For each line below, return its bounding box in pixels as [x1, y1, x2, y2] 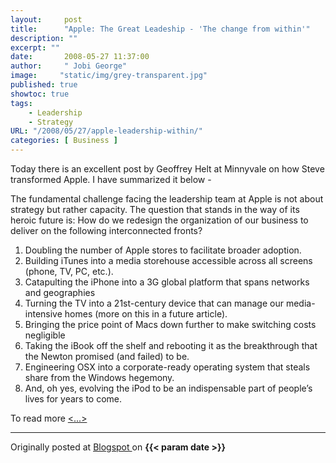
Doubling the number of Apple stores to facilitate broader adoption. [24, 244, 302, 256]
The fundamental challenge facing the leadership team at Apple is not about [10, 193, 324, 205]
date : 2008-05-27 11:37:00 [10, 52, 150, 62]
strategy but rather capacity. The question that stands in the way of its [10, 204, 300, 215]
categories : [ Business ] [10, 136, 118, 146]
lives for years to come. [24, 393, 123, 405]
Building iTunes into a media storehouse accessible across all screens [24, 255, 313, 266]
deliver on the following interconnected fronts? [10, 225, 203, 236]
